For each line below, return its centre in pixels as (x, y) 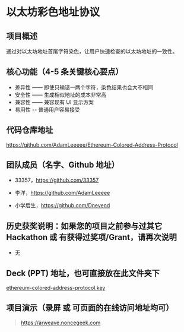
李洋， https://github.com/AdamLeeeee (62, 193)
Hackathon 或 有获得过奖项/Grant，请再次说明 (91, 237)
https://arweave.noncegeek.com (61, 322)
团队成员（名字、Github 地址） (63, 165)
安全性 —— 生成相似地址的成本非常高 (61, 94)
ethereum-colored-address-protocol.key (56, 288)
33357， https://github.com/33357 (57, 180)
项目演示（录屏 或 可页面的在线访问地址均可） (90, 308)
